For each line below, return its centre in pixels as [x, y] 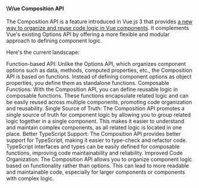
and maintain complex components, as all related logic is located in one [94, 128]
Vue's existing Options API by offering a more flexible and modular [88, 34]
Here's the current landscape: [43, 52]
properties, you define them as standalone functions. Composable [88, 83]
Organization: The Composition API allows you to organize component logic [99, 159]
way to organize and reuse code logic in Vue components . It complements [98, 28]
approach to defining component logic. [54, 41]
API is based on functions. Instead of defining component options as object [99, 77]
